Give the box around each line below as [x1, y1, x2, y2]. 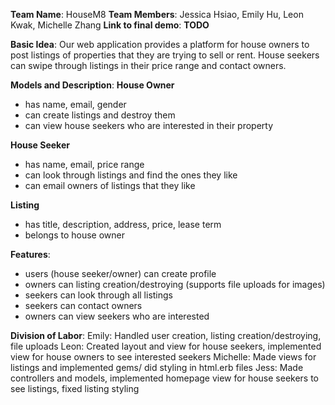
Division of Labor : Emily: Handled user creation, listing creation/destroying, [10, 330, 322, 341]
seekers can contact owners [24, 300, 143, 311]
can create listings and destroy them [24, 109, 176, 121]
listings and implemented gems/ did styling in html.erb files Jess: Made [10, 362, 304, 373]
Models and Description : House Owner [10, 79, 175, 91]
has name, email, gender [24, 99, 127, 110]
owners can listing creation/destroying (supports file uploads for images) [24, 279, 326, 290]
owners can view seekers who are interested [24, 310, 210, 322]
